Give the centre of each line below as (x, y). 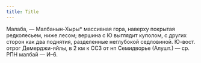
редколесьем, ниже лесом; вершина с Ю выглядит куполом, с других (97, 35)
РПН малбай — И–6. (32, 54)
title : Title (23, 12)
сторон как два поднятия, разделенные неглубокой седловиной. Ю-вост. (101, 41)
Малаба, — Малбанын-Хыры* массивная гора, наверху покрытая (91, 29)
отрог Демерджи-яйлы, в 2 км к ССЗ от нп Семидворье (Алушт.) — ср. (98, 48)
